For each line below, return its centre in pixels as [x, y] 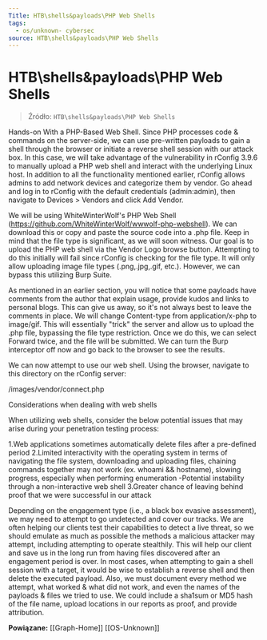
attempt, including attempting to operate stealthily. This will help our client [130, 545]
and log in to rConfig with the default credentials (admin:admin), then [122, 192]
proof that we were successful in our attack [80, 495]
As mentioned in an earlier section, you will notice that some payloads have [133, 290]
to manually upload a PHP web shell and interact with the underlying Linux [131, 166]
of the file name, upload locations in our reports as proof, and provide [123, 604]
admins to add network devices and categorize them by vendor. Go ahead [130, 183]
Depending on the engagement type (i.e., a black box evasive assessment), [133, 511]
